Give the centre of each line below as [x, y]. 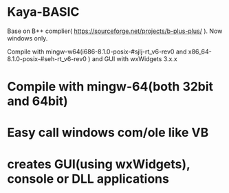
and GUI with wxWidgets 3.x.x [134, 58]
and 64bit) [38, 101]
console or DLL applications [88, 179]
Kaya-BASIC [43, 12]
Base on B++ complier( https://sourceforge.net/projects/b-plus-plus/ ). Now [115, 31]
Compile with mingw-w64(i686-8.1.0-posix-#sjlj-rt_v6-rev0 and [97, 52]
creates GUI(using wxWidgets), [99, 164]
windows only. [28, 38]
